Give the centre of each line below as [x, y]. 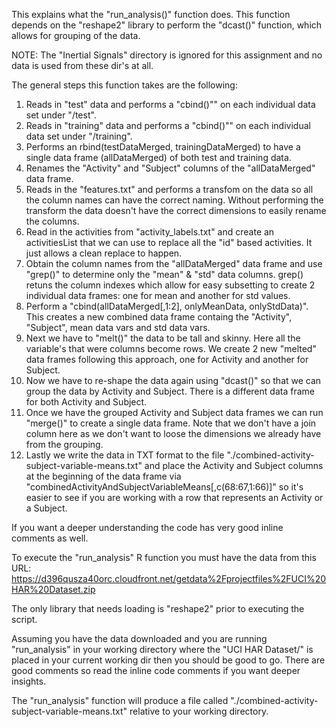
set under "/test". [61, 115]
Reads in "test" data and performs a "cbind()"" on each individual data [170, 104]
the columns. [52, 221]
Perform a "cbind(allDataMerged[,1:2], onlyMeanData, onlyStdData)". [167, 306]
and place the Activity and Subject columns [234, 465]
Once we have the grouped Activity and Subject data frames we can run [174, 412]
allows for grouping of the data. [76, 35]
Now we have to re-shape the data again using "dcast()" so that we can [173, 380]
